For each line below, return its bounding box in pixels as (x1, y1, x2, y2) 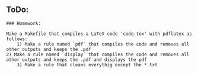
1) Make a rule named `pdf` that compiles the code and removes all (17, 41, 190, 47)
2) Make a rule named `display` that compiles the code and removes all (6, 52, 190, 57)
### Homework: (6, 20, 41, 26)
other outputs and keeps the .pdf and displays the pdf (6, 56, 147, 63)
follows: (6, 36, 28, 42)
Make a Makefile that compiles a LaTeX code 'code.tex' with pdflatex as (6, 31, 193, 37)
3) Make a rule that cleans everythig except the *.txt (17, 62, 158, 67)
